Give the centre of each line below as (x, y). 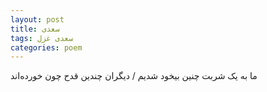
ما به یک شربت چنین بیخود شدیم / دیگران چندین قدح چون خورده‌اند (134, 76)
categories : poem (46, 47)
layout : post (37, 19)
